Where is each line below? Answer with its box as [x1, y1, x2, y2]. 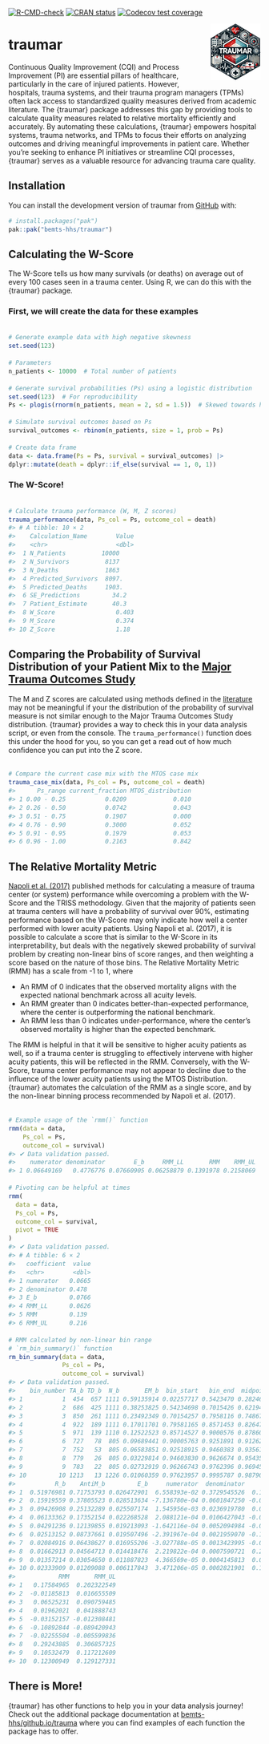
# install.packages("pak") [8, 216, 98, 225]
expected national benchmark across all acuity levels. [19, 990, 198, 1000]
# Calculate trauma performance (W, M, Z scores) [8, 507, 178, 515]
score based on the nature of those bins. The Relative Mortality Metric [8, 958, 240, 968]
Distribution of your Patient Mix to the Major [8, 660, 232, 674]
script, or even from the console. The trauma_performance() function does [8, 728, 252, 738]
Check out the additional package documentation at [8, 1709, 179, 1719]
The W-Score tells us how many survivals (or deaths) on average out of [8, 269, 244, 278]
